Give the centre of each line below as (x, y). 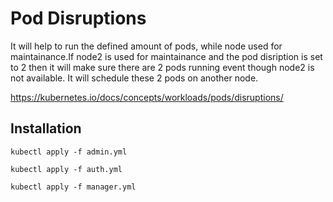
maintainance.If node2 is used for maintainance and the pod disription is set (166, 56)
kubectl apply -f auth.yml (66, 169)
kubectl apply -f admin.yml (69, 152)
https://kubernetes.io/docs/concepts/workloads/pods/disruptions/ (147, 97)
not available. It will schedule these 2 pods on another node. (134, 78)
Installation (46, 128)
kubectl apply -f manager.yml (73, 187)
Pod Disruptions (78, 18)
